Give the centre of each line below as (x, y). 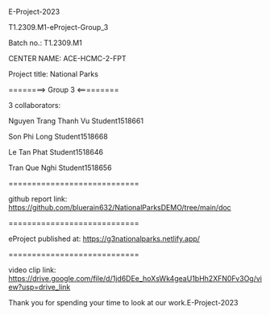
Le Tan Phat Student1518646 (56, 152)
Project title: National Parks (54, 74)
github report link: (38, 199)
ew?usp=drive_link (39, 287)
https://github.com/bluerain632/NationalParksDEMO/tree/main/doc (120, 207)
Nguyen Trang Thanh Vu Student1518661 (76, 121)
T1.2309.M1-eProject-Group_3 (58, 27)
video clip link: (32, 270)
